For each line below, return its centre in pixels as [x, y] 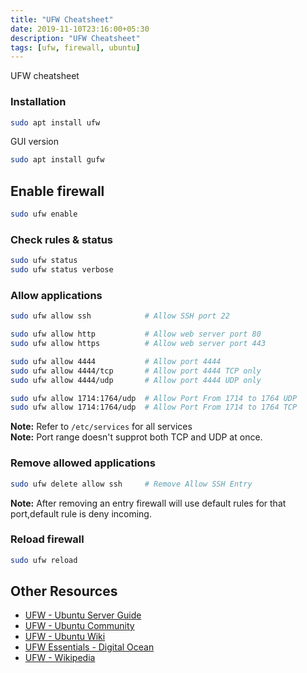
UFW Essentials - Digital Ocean [89, 647]
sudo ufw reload [44, 560]
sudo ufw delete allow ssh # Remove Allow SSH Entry [131, 484]
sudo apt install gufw [57, 160]
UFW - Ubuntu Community [79, 626]
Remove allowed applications [83, 463]
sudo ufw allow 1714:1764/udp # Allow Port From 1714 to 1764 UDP [154, 398]
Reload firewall [47, 539]
